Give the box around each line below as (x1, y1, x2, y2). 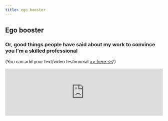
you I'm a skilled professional (5, 47, 78, 54)
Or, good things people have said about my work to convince (5, 41, 155, 48)
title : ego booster (5, 7, 46, 13)
